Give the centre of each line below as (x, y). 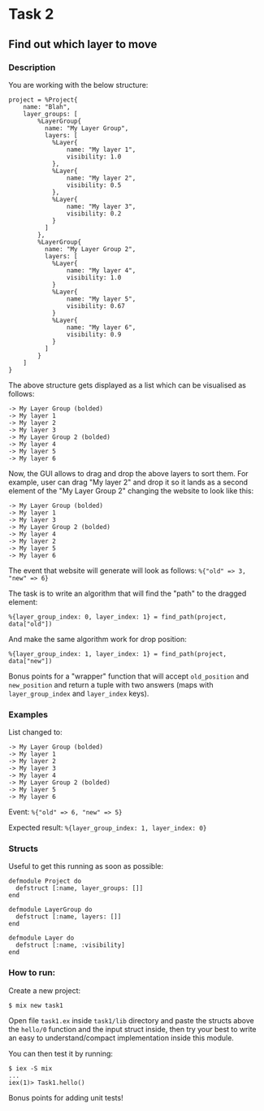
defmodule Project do (45, 881)
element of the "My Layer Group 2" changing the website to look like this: (131, 490)
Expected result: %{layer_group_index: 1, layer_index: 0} (108, 828)
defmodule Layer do (41, 938)
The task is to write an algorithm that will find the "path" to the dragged (128, 593)
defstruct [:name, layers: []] (69, 917)
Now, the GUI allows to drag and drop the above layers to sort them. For (129, 473)
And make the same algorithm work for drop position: (97, 639)
